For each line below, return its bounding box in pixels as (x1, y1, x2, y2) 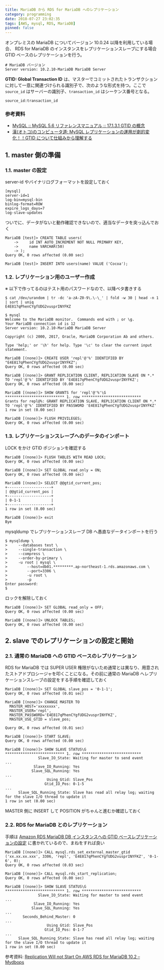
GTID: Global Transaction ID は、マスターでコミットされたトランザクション (5, 76, 158, 82)
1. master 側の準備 (5, 151, 61, 159)
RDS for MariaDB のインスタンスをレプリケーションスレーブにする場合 (14, 46, 157, 52)
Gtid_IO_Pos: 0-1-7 (44, 927, 84, 932)
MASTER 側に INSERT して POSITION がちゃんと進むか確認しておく (5, 808, 141, 814)
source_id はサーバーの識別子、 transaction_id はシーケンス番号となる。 (5, 89, 152, 94)
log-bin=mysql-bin (5, 197, 43, 202)
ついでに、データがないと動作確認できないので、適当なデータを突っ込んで (5, 219, 155, 225)
